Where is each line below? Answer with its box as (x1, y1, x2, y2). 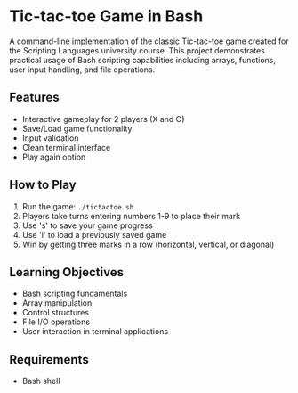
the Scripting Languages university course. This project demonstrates (9, 45, 265, 55)
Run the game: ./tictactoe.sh (21, 201, 134, 211)
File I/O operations (21, 316, 91, 327)
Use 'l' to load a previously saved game (21, 229, 167, 240)
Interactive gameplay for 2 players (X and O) (21, 113, 185, 124)
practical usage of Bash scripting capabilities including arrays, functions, (9, 54, 277, 65)
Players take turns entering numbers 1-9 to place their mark (21, 210, 241, 221)
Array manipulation (21, 298, 93, 308)
